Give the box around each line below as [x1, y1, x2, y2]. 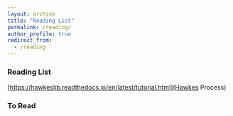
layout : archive [7, 10, 55, 18]
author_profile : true [7, 30, 72, 38]
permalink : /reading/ [7, 23, 72, 31]
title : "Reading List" [7, 17, 75, 24]
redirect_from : [7, 37, 53, 44]
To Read [7, 101, 36, 111]
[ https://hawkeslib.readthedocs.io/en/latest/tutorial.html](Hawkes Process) [7, 83, 227, 92]
